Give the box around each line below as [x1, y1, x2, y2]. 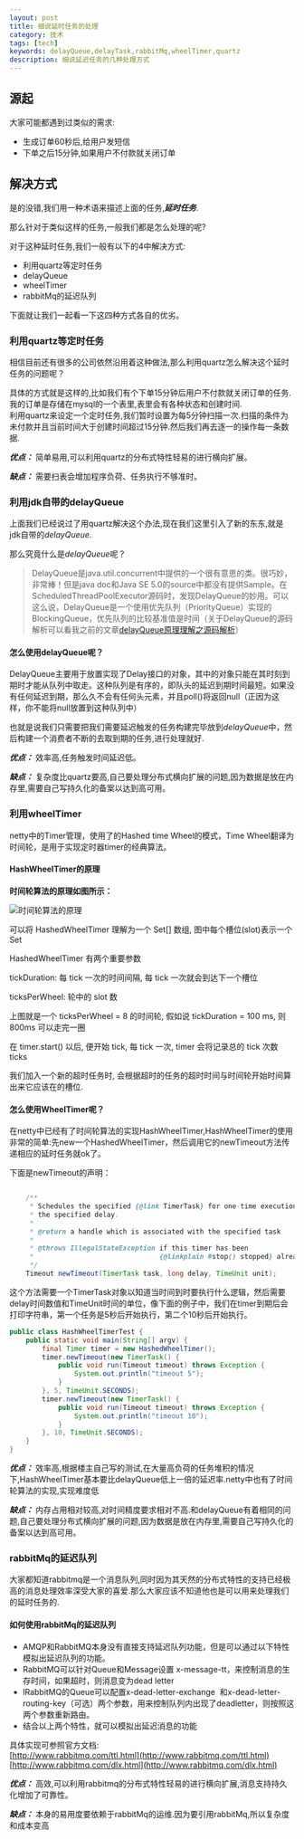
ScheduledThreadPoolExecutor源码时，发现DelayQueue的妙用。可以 [31, 590, 290, 602]
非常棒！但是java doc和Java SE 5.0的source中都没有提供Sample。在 [31, 579, 288, 590]
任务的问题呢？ [9, 367, 65, 378]
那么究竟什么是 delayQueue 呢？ [9, 548, 127, 559]
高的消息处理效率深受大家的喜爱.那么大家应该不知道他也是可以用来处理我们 [9, 1586, 290, 1596]
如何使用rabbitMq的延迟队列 [9, 1619, 117, 1630]
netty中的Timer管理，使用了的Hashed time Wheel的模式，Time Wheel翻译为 [9, 830, 295, 841]
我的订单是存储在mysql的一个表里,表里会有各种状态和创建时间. [9, 398, 242, 409]
